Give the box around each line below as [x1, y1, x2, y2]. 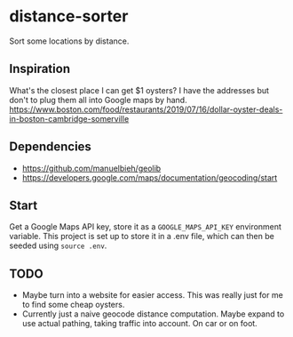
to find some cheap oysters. [21, 300, 125, 310]
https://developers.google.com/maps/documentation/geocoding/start [21, 172, 278, 183]
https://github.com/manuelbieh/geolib [21, 163, 162, 173]
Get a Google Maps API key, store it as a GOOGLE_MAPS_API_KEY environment [9, 221, 282, 232]
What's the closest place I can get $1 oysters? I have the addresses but [9, 84, 269, 95]
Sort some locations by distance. [9, 36, 130, 46]
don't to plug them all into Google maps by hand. [9, 94, 188, 105]
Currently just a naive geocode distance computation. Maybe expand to [21, 309, 285, 319]
